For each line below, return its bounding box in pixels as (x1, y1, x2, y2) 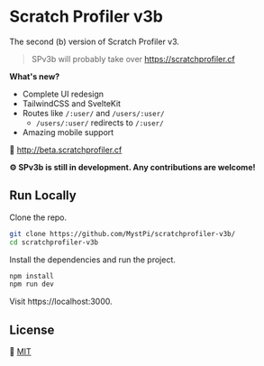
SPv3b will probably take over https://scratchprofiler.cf (31, 53, 236, 64)
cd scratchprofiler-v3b (9, 237, 99, 247)
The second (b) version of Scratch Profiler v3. (9, 36, 180, 47)
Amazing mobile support (22, 126, 114, 137)
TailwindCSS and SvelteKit (22, 97, 122, 109)
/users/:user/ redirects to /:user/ (35, 117, 164, 128)
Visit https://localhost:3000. (9, 296, 113, 307)
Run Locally (9, 188, 77, 204)
